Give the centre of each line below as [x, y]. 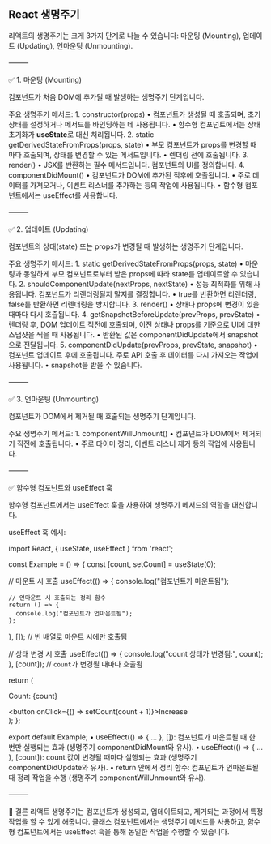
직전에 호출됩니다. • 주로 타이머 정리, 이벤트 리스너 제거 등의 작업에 [122, 443]
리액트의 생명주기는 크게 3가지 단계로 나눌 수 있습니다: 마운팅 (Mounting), [125, 36]
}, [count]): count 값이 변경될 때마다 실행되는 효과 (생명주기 [103, 757]
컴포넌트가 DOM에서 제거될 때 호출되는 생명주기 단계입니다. [102, 416]
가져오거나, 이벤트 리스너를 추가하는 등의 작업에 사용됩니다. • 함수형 [136, 185]
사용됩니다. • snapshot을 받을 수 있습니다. [75, 365]
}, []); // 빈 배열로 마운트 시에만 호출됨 [68, 636]
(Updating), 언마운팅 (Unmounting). [75, 45]
